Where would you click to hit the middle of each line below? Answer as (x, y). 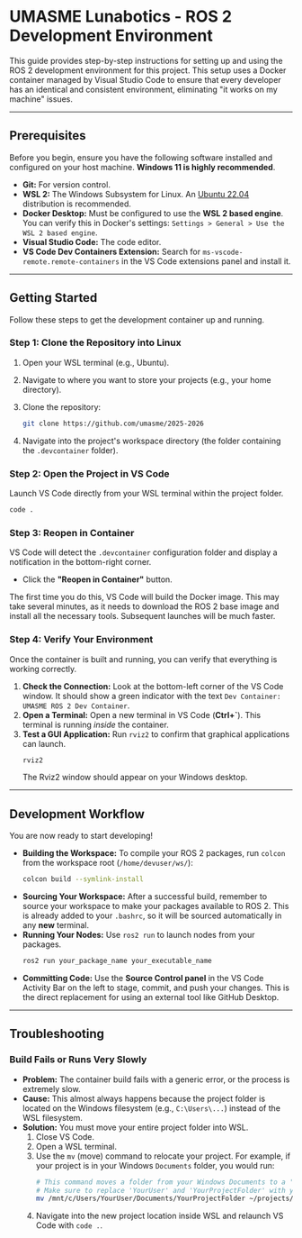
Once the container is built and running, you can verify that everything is (143, 659)
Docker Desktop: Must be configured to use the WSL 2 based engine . (153, 213)
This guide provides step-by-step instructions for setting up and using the (146, 60)
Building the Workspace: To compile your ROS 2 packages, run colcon (154, 853)
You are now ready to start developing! (81, 836)
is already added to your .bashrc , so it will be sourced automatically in (152, 915)
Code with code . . (69, 1225)
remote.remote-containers (71, 262)
